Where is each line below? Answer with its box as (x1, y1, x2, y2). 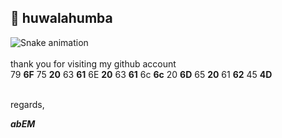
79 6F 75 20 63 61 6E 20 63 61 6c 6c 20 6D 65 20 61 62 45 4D (10, 68, 273, 80)
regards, (10, 98, 45, 110)
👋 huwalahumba (10, 10, 113, 27)
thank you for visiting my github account (10, 57, 177, 70)
